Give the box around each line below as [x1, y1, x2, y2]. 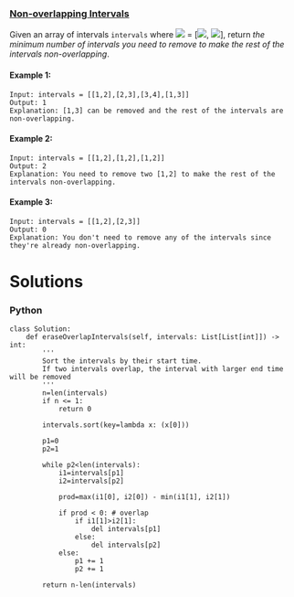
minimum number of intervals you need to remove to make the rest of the [9, 39, 285, 50]
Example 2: [9, 133, 53, 144]
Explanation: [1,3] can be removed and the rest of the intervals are [9, 106, 284, 115]
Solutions [9, 272, 84, 293]
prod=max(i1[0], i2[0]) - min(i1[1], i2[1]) [58, 493, 231, 502]
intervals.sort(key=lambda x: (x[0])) [42, 421, 190, 430]
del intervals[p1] [90, 525, 162, 534]
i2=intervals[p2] [58, 476, 125, 486]
